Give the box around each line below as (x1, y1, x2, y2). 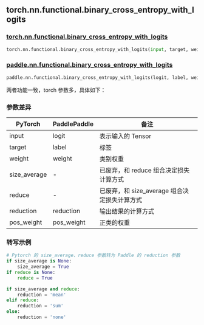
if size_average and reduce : (6, 286, 80, 292)
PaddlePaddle (52, 120, 94, 128)
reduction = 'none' (17, 314, 67, 321)
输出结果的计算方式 (99, 207, 155, 216)
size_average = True (17, 264, 69, 270)
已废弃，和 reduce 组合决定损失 (99, 166, 190, 175)
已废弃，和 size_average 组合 (99, 186, 183, 195)
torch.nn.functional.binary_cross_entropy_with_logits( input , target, (6, 46, 189, 52)
